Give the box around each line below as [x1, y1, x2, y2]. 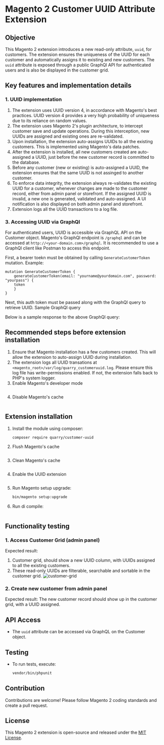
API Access [5, 616, 41, 624]
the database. [12, 159, 40, 165]
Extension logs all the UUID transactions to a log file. [12, 206, 118, 212]
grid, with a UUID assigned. [5, 601, 60, 607]
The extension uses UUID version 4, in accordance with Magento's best [12, 107, 157, 113]
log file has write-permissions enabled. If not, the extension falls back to [12, 370, 158, 375]
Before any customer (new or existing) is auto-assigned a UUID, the [12, 164, 149, 170]
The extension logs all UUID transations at [12, 359, 97, 365]
